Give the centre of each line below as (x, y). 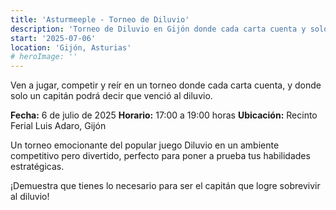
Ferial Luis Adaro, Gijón (58, 126)
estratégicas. (37, 167)
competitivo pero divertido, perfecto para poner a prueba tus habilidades (160, 156)
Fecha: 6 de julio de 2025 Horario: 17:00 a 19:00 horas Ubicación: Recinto (164, 115)
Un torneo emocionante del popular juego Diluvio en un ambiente (145, 145)
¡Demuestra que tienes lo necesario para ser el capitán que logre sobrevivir (165, 186)
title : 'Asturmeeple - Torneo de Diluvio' (100, 19)
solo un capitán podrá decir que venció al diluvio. (111, 96)
